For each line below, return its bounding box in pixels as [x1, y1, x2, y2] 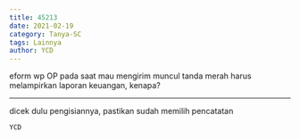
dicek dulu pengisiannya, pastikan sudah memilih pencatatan [9, 106, 234, 117]
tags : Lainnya [9, 37, 62, 47]
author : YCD [9, 46, 54, 55]
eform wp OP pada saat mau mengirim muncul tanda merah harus [9, 70, 252, 81]
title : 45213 [9, 12, 58, 22]
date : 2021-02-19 [9, 21, 74, 30]
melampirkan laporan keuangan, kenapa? [9, 80, 161, 91]
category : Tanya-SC [9, 29, 82, 38]
